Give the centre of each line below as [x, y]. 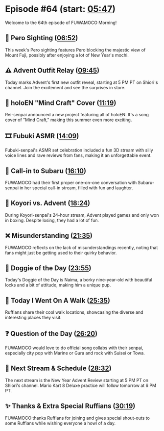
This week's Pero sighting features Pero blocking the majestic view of [75, 50]
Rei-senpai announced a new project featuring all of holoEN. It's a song [77, 115]
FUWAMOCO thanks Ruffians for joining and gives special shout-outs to [78, 418]
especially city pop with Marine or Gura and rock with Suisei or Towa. [75, 353]
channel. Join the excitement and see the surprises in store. [65, 87]
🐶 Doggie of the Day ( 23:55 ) [48, 268]
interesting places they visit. [34, 318]
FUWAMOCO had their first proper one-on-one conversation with [71, 183]
